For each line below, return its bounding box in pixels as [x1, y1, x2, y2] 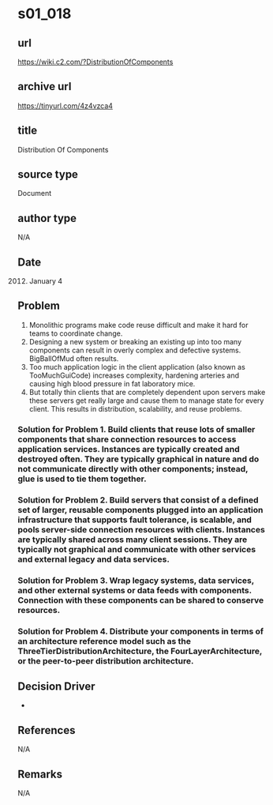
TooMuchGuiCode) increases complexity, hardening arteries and [28, 371, 240, 380]
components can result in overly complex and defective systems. [28, 345, 241, 355]
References [17, 724, 76, 737]
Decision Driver [17, 679, 95, 693]
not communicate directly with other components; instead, [17, 463, 249, 474]
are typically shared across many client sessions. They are [17, 534, 248, 545]
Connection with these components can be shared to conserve [17, 594, 264, 605]
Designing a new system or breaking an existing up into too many [28, 337, 242, 346]
